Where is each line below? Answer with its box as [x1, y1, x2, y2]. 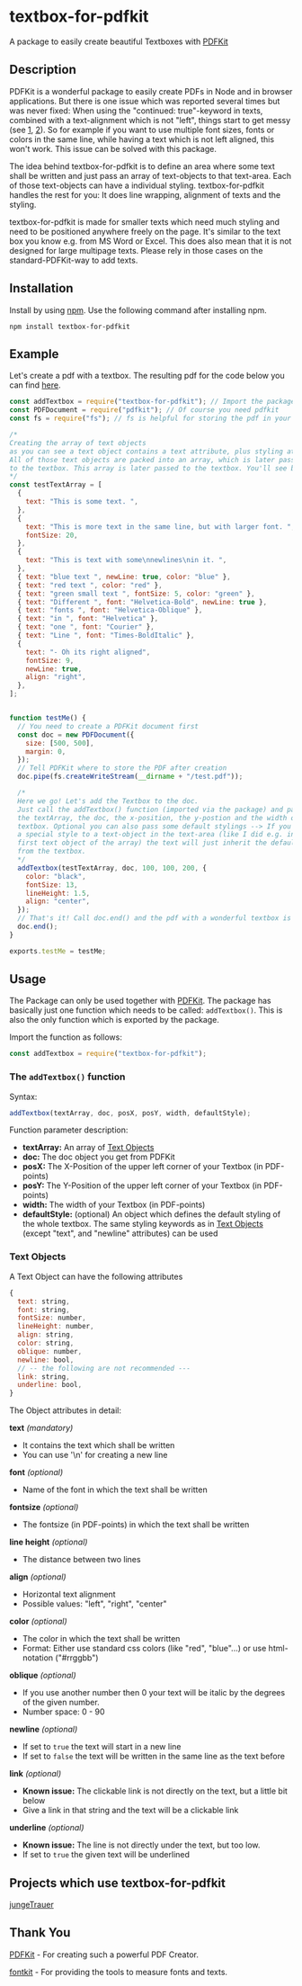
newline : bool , [17, 1355, 75, 1364]
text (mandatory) [9, 1423, 74, 1434]
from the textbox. [17, 847, 87, 856]
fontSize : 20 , [25, 531, 78, 540]
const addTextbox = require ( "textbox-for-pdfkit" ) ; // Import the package [9, 398, 296, 407]
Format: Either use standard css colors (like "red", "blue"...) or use [22, 1643, 267, 1654]
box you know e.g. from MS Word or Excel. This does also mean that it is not [9, 236, 292, 246]
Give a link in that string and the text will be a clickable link [22, 1805, 239, 1816]
